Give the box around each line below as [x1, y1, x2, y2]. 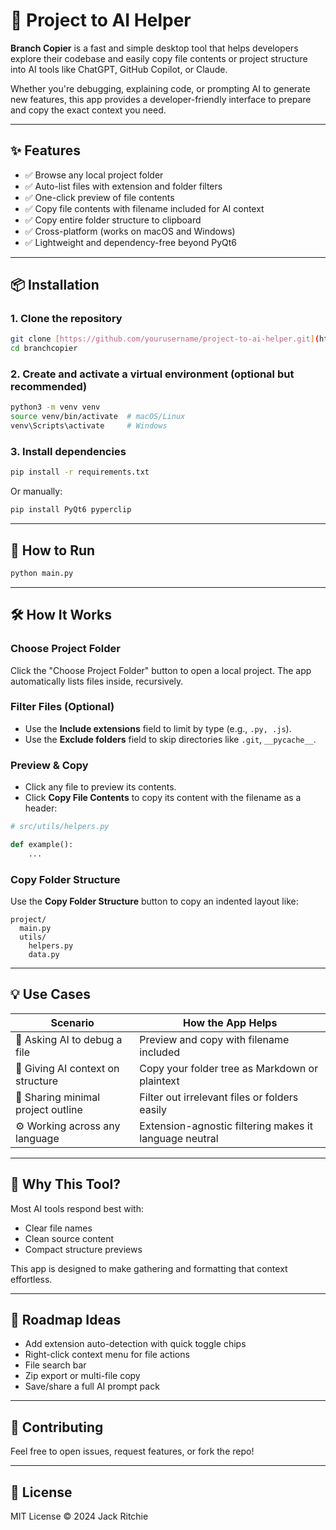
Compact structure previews [24, 1243, 143, 1255]
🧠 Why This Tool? [10, 1176, 121, 1193]
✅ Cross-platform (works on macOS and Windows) [24, 225, 236, 237]
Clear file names [24, 1222, 93, 1234]
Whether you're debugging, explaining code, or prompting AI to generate [10, 82, 311, 94]
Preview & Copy [10, 758, 89, 772]
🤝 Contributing [10, 1419, 104, 1436]
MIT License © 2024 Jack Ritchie [10, 1510, 149, 1523]
